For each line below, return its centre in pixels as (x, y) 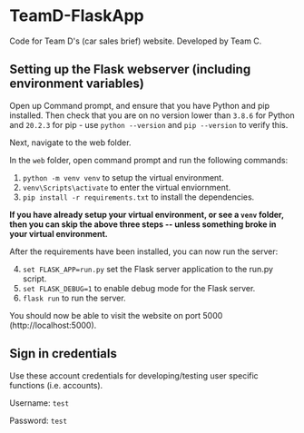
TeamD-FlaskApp (77, 16)
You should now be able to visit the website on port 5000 (116, 315)
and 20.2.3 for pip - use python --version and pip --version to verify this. (149, 124)
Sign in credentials (64, 354)
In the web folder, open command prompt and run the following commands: (149, 160)
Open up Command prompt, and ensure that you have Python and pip (140, 105)
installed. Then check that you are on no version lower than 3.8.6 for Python (152, 115)
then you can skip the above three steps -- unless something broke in (143, 224)
